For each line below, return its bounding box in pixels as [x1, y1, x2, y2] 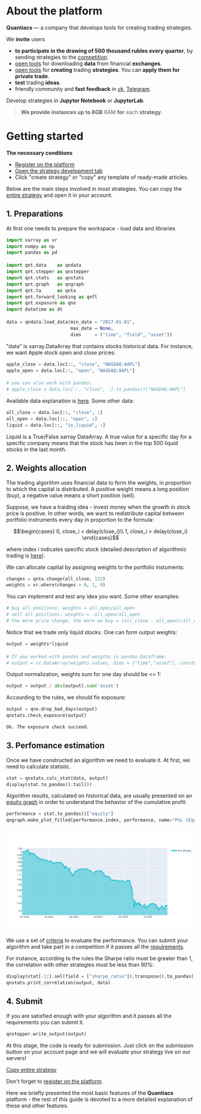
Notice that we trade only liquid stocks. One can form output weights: [6, 628, 178, 635]
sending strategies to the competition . [14, 53, 109, 60]
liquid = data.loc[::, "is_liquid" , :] [6, 422, 106, 428]
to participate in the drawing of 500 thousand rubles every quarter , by [14, 47, 193, 54]
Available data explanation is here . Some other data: [6, 397, 135, 404]
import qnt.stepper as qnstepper [6, 269, 90, 275]
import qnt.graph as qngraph [6, 281, 84, 287]
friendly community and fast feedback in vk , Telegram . [14, 85, 151, 92]
